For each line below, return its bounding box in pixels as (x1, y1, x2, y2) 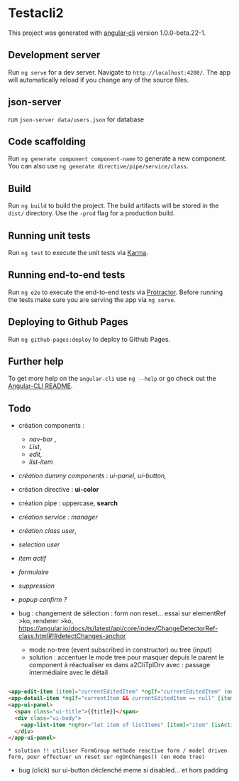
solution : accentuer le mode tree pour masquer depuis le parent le (28, 653, 224, 662)
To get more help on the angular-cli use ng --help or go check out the (8, 375, 216, 383)
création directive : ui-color (18, 485, 99, 494)
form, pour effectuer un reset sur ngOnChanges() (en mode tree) (8, 753, 205, 761)
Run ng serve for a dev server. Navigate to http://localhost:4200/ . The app (8, 68, 231, 76)
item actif (18, 554, 47, 563)
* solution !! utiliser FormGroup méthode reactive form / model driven (8, 748, 228, 755)
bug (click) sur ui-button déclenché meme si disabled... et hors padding (18, 766, 228, 775)
